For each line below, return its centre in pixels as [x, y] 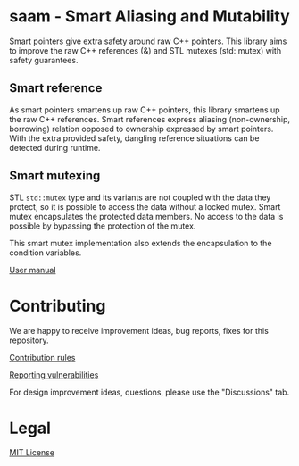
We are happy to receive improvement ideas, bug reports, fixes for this [139, 330]
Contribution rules [42, 357]
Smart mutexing [55, 176]
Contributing [58, 306]
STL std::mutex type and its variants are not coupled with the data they [140, 197]
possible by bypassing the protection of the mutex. [103, 226]
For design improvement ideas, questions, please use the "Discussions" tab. [149, 392]
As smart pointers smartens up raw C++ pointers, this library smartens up [145, 110]
